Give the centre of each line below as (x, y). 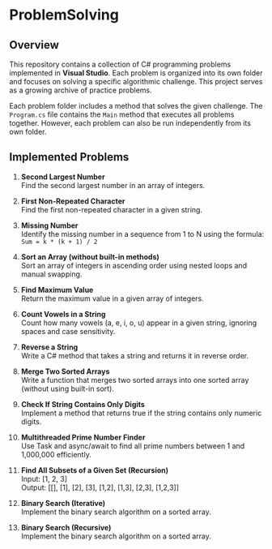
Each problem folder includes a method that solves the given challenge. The (136, 106)
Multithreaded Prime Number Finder (83, 437)
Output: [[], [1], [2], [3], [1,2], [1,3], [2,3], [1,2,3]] (100, 487)
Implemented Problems (69, 157)
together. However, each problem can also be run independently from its (130, 123)
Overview (34, 45)
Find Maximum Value (57, 290)
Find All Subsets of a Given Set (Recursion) (95, 470)
